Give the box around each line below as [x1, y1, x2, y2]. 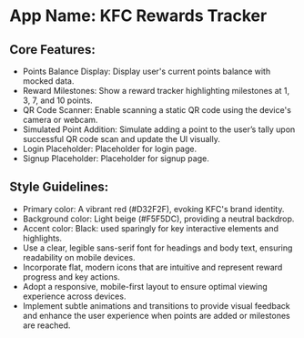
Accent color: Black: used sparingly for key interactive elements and [22, 222, 279, 233]
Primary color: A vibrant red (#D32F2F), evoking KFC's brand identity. [22, 203, 285, 214]
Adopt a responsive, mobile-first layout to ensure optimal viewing [22, 281, 269, 292]
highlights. [22, 232, 62, 243]
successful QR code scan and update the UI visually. [22, 134, 220, 144]
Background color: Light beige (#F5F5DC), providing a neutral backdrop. [22, 213, 295, 224]
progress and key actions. [22, 271, 120, 282]
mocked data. [22, 76, 75, 87]
